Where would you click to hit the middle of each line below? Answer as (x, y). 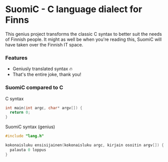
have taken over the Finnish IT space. (44, 44)
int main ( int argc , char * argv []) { (44, 108)
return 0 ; (20, 113)
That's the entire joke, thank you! (47, 75)
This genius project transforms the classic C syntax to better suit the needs (83, 34)
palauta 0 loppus (28, 150)
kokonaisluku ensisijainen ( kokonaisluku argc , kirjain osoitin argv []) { (85, 145)
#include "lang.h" (25, 136)
